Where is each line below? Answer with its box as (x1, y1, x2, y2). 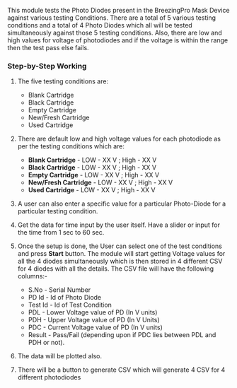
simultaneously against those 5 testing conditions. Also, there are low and (7, 28, 223, 37)
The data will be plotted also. (17, 352, 103, 360)
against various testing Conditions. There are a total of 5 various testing (7, 13, 216, 22)
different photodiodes (17, 373, 81, 382)
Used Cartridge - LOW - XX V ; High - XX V (28, 186, 156, 194)
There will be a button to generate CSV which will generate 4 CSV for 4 (17, 365, 226, 374)
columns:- (17, 272, 48, 281)
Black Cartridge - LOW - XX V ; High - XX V (28, 163, 157, 172)
